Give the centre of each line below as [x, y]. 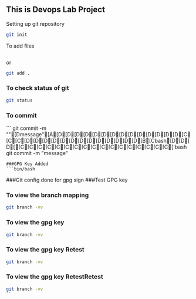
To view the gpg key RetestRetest [55, 277]
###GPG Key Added [27, 164]
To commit [21, 115]
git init [17, 35]
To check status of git [38, 88]
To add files [20, 46]
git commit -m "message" [37, 153]
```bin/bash [21, 169]
